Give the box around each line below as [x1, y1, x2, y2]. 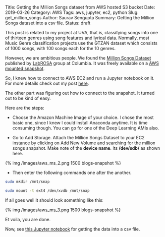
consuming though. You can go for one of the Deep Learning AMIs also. [12, 125, 160, 131]
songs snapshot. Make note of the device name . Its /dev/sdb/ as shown [12, 145, 160, 151]
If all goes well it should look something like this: [5, 197, 104, 203]
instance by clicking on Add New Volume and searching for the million [12, 140, 156, 146]
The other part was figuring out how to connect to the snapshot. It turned [5, 90, 155, 96]
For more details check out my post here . [5, 80, 89, 86]
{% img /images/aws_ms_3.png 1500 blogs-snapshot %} [5, 207, 121, 213]
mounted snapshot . [5, 65, 45, 71]
